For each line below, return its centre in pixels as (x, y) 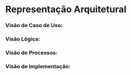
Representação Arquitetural (66, 9)
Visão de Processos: (32, 53)
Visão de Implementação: (38, 66)
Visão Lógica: (23, 39)
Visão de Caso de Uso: (34, 26)
